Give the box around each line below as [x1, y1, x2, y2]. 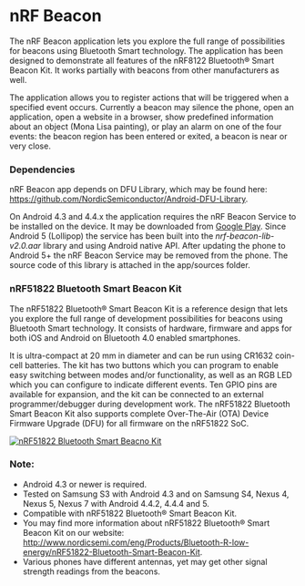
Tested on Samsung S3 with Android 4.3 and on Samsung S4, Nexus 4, [22, 488, 290, 499]
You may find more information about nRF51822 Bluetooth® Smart [22, 517, 270, 529]
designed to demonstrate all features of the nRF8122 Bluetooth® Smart [9, 55, 275, 66]
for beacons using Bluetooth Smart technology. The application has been [9, 45, 284, 56]
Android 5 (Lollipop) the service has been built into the [9, 231, 214, 242]
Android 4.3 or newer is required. [22, 478, 147, 489]
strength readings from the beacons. [22, 566, 161, 577]
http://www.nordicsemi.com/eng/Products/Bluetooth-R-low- [22, 537, 249, 548]
